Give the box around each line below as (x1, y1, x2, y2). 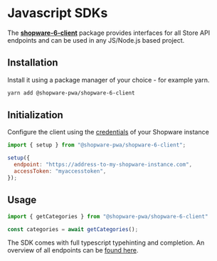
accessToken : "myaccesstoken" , (14, 168, 107, 175)
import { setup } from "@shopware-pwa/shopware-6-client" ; (7, 142, 186, 149)
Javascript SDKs (7, 5, 108, 21)
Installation (7, 57, 58, 69)
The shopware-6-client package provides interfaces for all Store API (7, 28, 211, 37)
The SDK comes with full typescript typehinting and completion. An (7, 238, 205, 247)
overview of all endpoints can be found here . (7, 246, 139, 255)
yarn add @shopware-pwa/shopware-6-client (7, 89, 135, 97)
